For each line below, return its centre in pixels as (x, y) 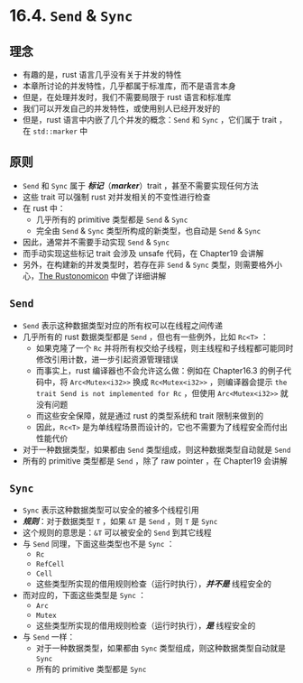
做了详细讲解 (142, 275)
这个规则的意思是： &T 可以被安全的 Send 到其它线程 (117, 532)
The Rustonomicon (73, 275)
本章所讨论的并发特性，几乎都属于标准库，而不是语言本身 (129, 86)
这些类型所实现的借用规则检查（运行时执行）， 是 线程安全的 (146, 626)
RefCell (50, 565)
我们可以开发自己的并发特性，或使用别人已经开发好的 (121, 108)
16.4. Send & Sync (71, 16)
